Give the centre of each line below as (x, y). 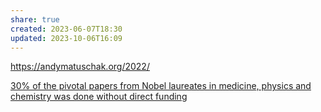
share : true (35, 19)
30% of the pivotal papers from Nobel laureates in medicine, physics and (161, 86)
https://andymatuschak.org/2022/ (80, 67)
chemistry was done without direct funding (99, 97)
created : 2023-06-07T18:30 (66, 29)
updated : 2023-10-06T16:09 (66, 38)
